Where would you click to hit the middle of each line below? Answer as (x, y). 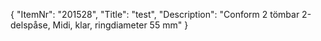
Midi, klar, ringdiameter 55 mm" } (120, 25)
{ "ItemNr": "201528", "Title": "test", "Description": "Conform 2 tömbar (155, 14)
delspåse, (30, 25)
